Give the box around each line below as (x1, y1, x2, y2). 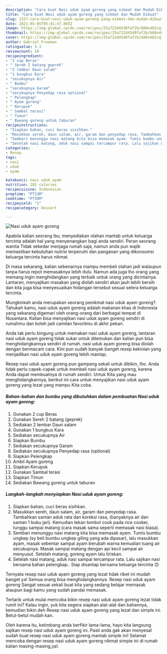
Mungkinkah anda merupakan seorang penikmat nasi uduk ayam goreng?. (5, 300, 157, 306)
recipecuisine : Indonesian (5, 187, 61, 192)
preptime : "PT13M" (5, 192, 44, 196)
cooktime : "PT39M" (5, 196, 44, 201)
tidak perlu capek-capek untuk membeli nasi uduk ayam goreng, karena (5, 366, 153, 372)
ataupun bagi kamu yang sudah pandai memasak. (5, 587, 108, 593)
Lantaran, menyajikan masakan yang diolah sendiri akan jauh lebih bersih (5, 279, 155, 285)
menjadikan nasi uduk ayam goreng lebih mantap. (5, 351, 108, 357)
